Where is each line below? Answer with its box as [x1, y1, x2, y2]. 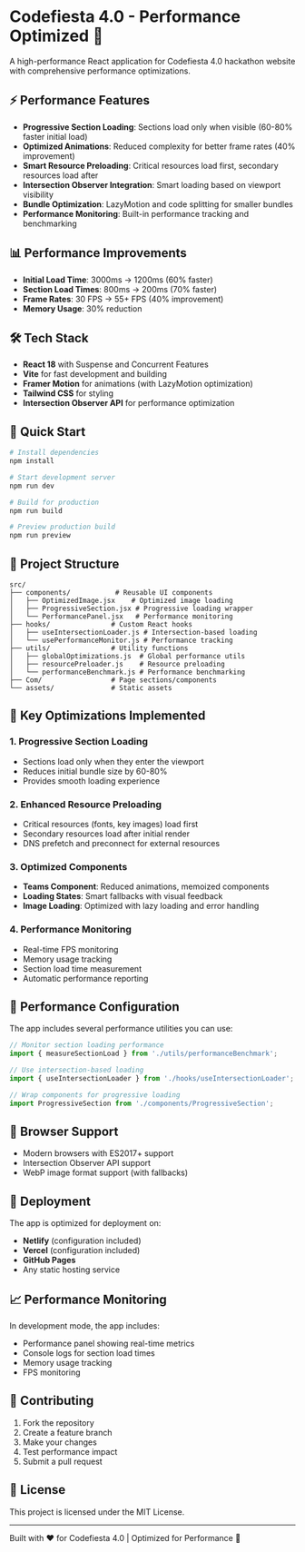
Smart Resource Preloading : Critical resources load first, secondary [22, 160, 279, 171]
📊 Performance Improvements [9, 245, 188, 261]
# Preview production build [9, 522, 116, 532]
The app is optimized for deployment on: [9, 1218, 162, 1229]
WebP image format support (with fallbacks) [22, 1167, 189, 1178]
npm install [9, 457, 54, 466]
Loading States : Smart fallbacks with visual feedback [22, 891, 223, 902]
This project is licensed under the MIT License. [9, 1506, 185, 1517]
